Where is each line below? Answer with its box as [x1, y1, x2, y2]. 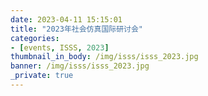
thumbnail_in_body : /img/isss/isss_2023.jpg [10, 52, 199, 62]
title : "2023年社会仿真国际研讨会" [10, 24, 143, 34]
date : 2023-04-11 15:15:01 [10, 14, 123, 25]
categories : [10, 33, 60, 43]
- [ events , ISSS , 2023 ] [10, 42, 110, 53]
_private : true [10, 71, 74, 81]
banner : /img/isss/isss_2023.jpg [10, 61, 150, 71]
